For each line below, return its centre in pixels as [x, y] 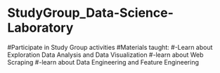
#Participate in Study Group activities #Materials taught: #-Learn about [110, 47]
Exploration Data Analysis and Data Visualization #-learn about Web [105, 55]
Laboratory [40, 28]
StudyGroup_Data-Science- [91, 13]
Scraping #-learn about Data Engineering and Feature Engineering [103, 62]
